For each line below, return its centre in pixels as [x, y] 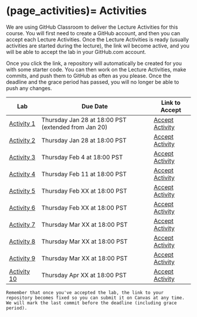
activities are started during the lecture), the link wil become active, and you [98, 46]
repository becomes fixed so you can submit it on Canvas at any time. [95, 298]
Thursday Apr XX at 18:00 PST [84, 275]
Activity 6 [22, 207]
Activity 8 [22, 241]
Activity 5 [22, 190]
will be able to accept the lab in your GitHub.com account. [76, 52]
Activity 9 [22, 258]
